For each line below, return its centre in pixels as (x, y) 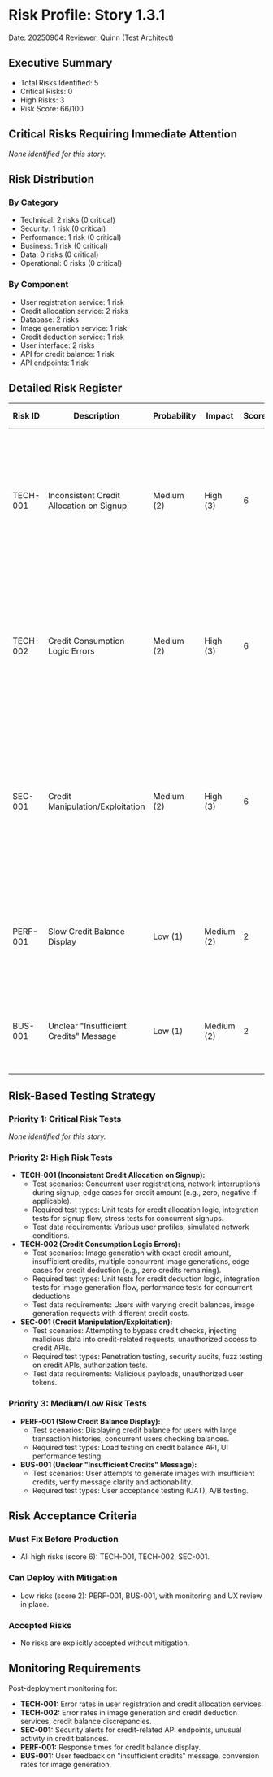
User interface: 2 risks (57, 345)
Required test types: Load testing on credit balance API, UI (130, 1447)
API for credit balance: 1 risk (67, 354)
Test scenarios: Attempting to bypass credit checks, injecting (134, 1331)
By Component (39, 285)
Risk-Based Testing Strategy (82, 1095)
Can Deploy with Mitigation (63, 1578)
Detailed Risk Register (65, 388)
